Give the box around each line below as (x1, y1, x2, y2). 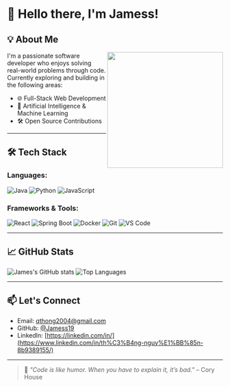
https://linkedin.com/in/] (47, 331, 115, 339)
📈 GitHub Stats (7, 246, 74, 258)
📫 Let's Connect (7, 295, 81, 307)
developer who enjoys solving (7, 59, 92, 67)
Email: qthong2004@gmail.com (16, 316, 106, 325)
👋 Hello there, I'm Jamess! (7, 6, 159, 22)
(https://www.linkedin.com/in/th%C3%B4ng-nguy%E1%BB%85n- (16, 338, 204, 347)
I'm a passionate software (7, 51, 80, 60)
